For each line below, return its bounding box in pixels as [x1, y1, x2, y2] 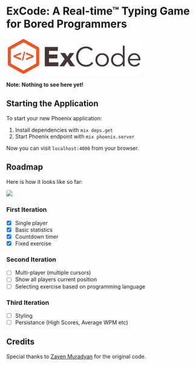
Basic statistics [15, 226, 53, 234]
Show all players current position [15, 276, 97, 283]
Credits [6, 337, 35, 347]
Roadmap [6, 162, 44, 172]
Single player [15, 219, 48, 226]
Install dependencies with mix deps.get [15, 126, 113, 134]
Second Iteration [6, 255, 56, 264]
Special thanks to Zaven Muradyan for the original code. [6, 353, 146, 360]
